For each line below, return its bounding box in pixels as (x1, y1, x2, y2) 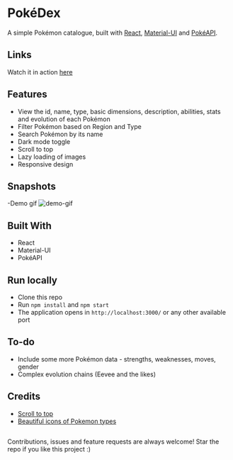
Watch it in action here (7, 67, 73, 76)
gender (17, 362, 39, 371)
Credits (7, 391, 41, 403)
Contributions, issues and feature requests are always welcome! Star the (7, 437, 220, 446)
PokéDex (7, 5, 61, 21)
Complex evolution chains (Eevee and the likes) (17, 370, 156, 378)
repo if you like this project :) (7, 445, 91, 454)
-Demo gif (7, 199, 38, 208)
